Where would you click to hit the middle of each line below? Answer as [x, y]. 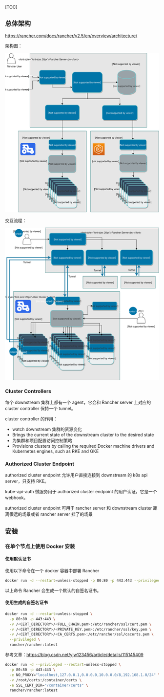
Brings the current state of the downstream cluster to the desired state [83, 435]
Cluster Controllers [28, 391]
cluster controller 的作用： [31, 419]
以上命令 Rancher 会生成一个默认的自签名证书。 [53, 590]
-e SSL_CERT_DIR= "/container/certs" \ [49, 685]
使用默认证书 [18, 559]
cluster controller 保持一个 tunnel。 [40, 408]
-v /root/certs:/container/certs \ [46, 680]
